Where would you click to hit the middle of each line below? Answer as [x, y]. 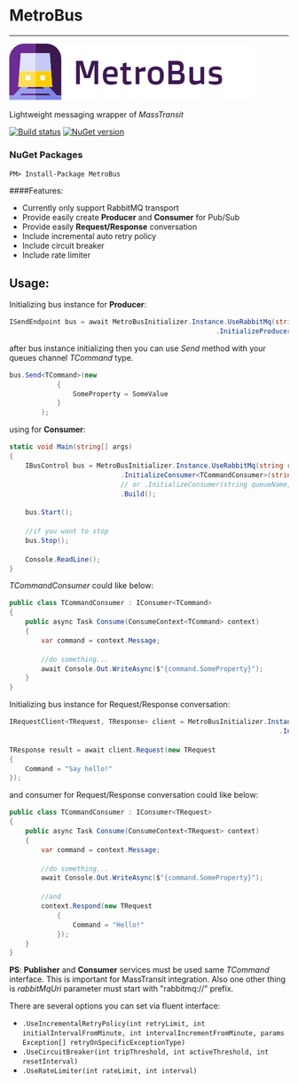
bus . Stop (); [47, 540]
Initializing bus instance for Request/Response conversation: [120, 705]
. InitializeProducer [254, 331]
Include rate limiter [56, 255]
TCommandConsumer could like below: [81, 586]
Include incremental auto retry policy [89, 236]
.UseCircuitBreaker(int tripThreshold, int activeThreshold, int [145, 1052]
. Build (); [138, 494]
